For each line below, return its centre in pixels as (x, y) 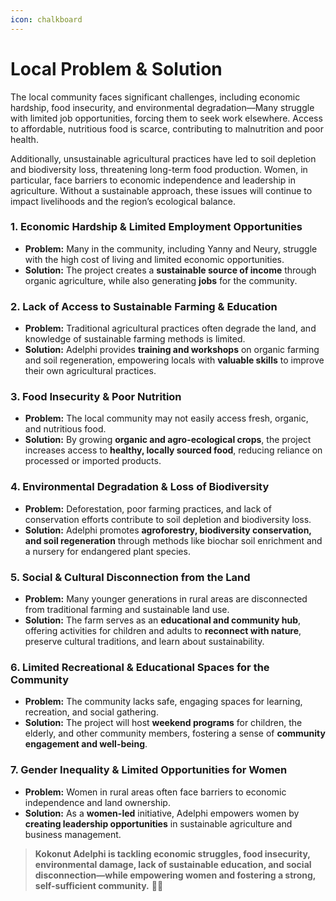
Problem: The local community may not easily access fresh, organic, (166, 418)
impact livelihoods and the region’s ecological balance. (123, 201)
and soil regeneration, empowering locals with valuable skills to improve (174, 360)
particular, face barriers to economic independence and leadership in (153, 180)
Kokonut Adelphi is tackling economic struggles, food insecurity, (172, 853)
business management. (73, 834)
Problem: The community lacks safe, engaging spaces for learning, (163, 702)
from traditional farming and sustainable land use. (127, 610)
